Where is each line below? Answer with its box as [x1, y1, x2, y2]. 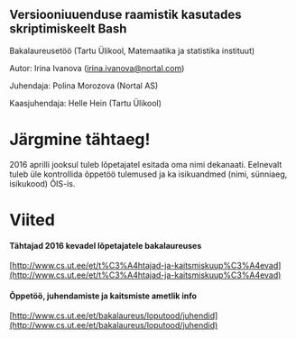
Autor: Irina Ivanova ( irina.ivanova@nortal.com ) [9, 62, 185, 73]
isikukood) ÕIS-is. [9, 178, 76, 188]
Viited [9, 209, 56, 230]
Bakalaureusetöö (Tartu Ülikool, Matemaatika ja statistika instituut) [9, 45, 255, 56]
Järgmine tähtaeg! [9, 130, 151, 150]
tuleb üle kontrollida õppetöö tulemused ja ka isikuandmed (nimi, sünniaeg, [9, 169, 288, 179]
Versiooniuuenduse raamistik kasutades [9, 7, 242, 23]
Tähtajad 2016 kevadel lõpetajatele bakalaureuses [9, 240, 202, 251]
